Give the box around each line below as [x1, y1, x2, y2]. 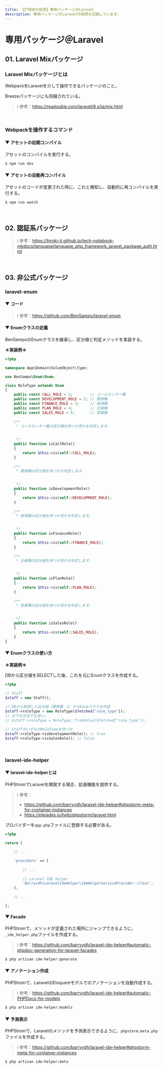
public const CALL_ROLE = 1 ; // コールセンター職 [14, 392, 126, 397]
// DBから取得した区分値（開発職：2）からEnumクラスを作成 [5, 705, 110, 709]
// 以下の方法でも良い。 [5, 713, 48, 719]
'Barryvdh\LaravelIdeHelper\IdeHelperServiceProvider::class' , [22, 881, 153, 886]
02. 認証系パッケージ [5, 224, 68, 232]
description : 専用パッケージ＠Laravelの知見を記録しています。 [5, 12, 121, 17]
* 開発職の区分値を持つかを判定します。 [16, 469, 85, 474]
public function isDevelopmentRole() [14, 486, 91, 491]
